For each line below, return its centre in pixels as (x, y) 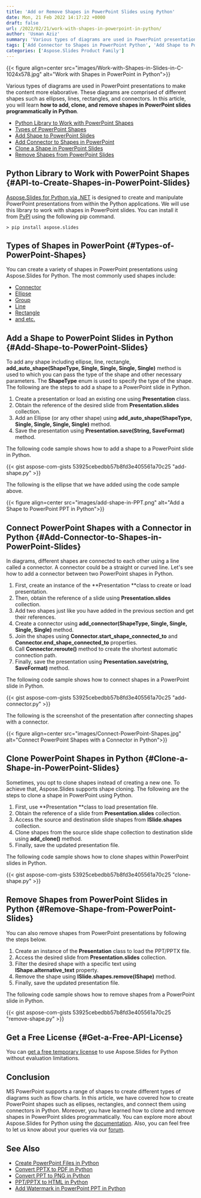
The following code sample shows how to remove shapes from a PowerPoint (100, 994)
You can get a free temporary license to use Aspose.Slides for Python (92, 1052)
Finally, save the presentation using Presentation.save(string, (92, 662)
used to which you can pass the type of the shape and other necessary (94, 374)
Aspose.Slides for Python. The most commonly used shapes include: (91, 276)
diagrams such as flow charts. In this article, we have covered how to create (100, 1098)
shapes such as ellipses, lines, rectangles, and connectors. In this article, (96, 98)
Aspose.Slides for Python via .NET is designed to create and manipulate (95, 197)
